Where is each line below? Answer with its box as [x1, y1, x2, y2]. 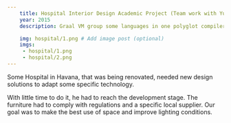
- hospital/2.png [22, 54, 72, 61]
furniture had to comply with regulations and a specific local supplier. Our [7, 100, 215, 109]
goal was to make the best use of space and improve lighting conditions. [7, 107, 213, 116]
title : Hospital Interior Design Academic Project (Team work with [19, 10, 217, 17]
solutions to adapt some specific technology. [7, 80, 134, 88]
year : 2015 [19, 16, 51, 23]
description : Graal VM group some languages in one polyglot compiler [19, 23, 226, 29]
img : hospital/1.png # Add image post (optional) [19, 35, 165, 42]
